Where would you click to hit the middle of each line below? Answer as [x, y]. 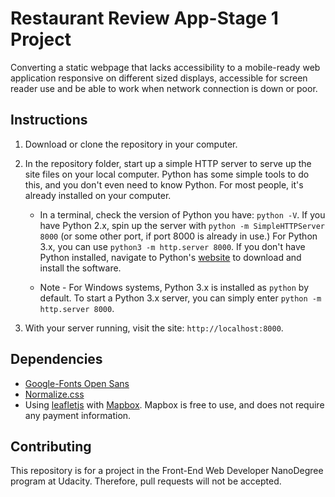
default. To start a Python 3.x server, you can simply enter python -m [180, 298]
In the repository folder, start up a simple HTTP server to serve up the [168, 163]
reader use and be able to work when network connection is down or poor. [164, 88]
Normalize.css [54, 394]
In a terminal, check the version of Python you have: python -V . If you [182, 214]
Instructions [49, 120]
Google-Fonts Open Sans [77, 383]
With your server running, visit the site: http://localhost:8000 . [154, 328]
